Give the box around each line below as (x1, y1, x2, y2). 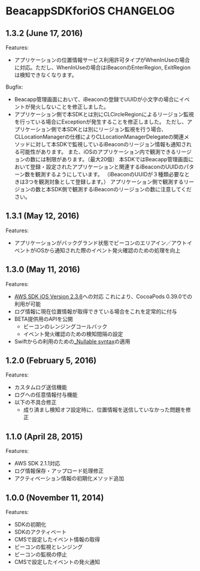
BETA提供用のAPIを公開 (14, 315, 73, 322)
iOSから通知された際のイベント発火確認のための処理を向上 (35, 247, 181, 254)
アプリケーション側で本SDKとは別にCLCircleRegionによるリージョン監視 (14, 111, 194, 118)
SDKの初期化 (14, 521, 47, 528)
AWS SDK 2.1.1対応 (14, 460, 60, 467)
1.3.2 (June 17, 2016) (5, 28, 83, 38)
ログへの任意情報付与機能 (14, 391, 78, 398)
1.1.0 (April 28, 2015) (5, 431, 83, 441)
